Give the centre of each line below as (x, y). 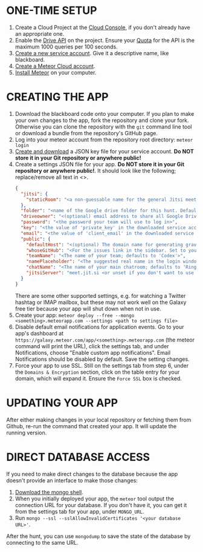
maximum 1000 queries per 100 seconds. (66, 47)
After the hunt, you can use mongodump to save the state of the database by (98, 536)
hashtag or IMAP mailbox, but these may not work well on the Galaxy (101, 302)
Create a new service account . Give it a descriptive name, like (92, 53)
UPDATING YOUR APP (62, 402)
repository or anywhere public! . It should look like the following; (95, 170)
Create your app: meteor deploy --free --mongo (75, 315)
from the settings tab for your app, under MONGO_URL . (79, 511)
